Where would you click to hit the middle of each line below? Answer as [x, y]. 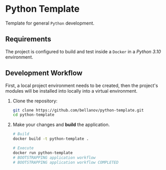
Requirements [28, 39]
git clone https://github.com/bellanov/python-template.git [78, 110]
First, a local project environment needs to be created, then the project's [82, 86]
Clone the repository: [35, 101]
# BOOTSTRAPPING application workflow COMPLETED [66, 162]
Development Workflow [44, 73]
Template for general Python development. [50, 23]
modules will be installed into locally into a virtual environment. [71, 91]
